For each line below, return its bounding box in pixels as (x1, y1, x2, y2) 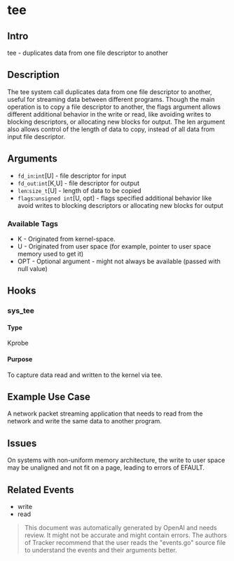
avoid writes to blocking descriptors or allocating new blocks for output (17, 201, 223, 209)
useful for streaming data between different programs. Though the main (7, 95, 215, 103)
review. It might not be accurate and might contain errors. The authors (24, 531, 228, 539)
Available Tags (7, 218, 58, 228)
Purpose (7, 355, 33, 364)
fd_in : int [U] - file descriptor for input (17, 171, 127, 180)
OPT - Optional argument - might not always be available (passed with (17, 257, 221, 265)
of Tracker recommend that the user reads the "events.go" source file (24, 539, 226, 547)
